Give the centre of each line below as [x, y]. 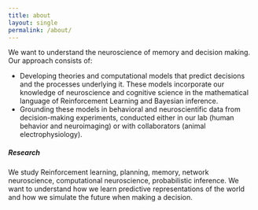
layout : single [33, 23]
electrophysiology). [51, 134]
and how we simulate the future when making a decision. [100, 197]
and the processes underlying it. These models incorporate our [122, 84]
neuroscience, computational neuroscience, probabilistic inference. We [123, 181]
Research [24, 152]
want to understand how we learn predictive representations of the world [127, 189]
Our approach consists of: [50, 61]
